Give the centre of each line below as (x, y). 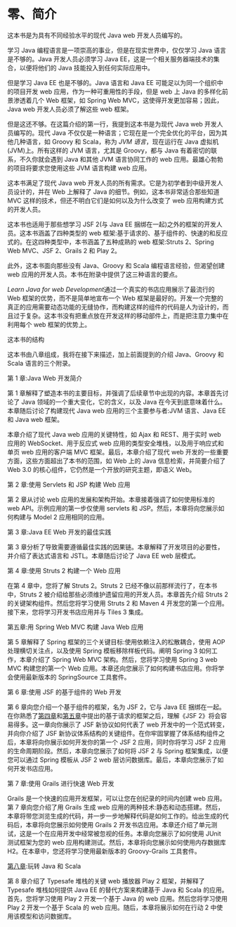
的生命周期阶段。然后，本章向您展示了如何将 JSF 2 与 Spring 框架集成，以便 (118, 750)
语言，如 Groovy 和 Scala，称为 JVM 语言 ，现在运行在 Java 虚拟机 (122, 141)
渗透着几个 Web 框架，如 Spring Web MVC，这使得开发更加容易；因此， (118, 100)
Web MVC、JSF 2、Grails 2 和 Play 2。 (64, 250)
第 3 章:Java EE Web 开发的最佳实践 (59, 532)
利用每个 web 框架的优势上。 (49, 324)
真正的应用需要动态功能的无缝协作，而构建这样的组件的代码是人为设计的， (115, 307)
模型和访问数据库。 (47, 916)
